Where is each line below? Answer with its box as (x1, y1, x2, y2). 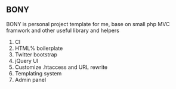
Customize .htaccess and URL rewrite (14, 63, 108, 71)
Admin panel (14, 76, 47, 83)
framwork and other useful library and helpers (6, 27, 119, 34)
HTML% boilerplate (14, 44, 63, 52)
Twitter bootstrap (14, 50, 58, 58)
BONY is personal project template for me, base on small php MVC (6, 20, 170, 27)
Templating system (14, 69, 62, 77)
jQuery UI (14, 57, 39, 64)
